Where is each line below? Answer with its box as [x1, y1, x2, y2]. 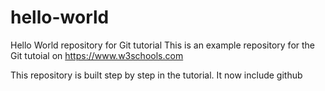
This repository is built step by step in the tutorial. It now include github [10, 69, 303, 81]
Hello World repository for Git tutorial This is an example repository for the [10, 39, 316, 51]
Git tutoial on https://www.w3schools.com [10, 49, 184, 61]
